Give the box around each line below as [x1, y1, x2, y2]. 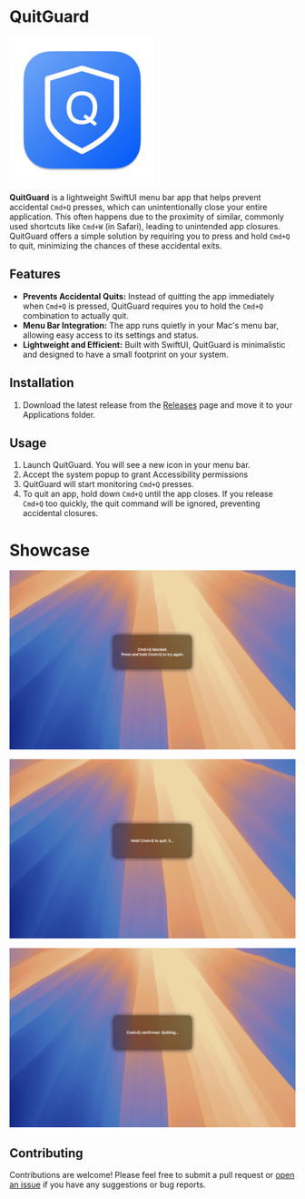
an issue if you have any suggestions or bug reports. [9, 1179, 206, 1190]
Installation [9, 375, 74, 391]
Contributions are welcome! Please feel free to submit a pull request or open [9, 1170, 295, 1181]
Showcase [9, 540, 91, 561]
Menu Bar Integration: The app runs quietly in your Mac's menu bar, [22, 320, 280, 330]
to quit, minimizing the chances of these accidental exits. [9, 239, 222, 251]
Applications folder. [22, 409, 96, 420]
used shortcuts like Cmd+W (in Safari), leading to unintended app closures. [9, 220, 281, 231]
